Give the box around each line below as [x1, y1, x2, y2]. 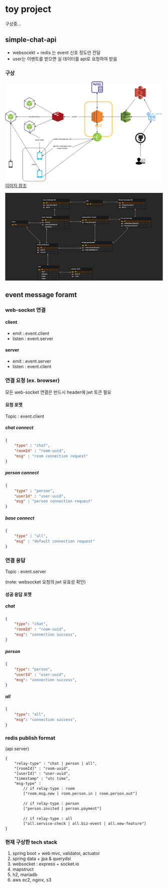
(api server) [5, 746, 29, 752]
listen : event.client [12, 364, 51, 370]
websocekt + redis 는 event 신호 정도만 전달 [12, 49, 101, 56]
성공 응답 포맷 [5, 591, 31, 597]
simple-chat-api [5, 36, 56, 44]
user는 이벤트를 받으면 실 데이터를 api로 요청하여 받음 [12, 56, 117, 62]
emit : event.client [12, 330, 49, 336]
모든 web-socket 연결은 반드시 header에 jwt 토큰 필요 [5, 389, 111, 395]
